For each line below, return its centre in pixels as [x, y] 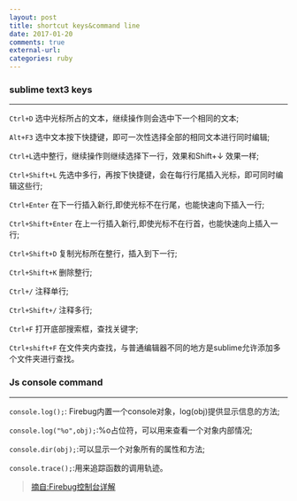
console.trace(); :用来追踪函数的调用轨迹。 [88, 467]
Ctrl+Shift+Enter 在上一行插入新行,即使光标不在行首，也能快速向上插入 [140, 223]
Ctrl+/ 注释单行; [39, 291]
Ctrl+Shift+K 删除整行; [51, 272]
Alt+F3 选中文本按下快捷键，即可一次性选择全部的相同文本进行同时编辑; [140, 137]
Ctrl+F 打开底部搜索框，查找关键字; [74, 329]
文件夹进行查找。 [48, 359]
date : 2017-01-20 [41, 34]
